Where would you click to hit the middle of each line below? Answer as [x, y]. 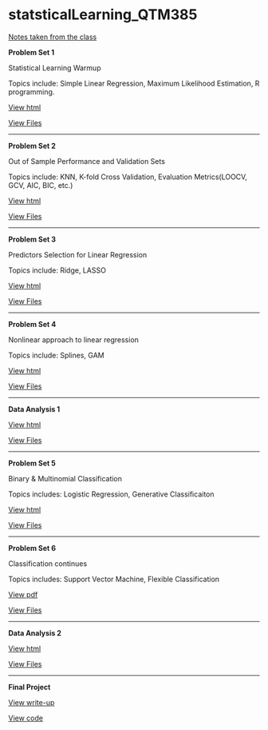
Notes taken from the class [53, 37]
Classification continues [48, 563]
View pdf [23, 594]
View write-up [32, 702]
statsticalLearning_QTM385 [103, 15]
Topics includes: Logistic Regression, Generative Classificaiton [111, 494]
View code [26, 718]
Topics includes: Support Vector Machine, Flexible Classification [114, 579]
